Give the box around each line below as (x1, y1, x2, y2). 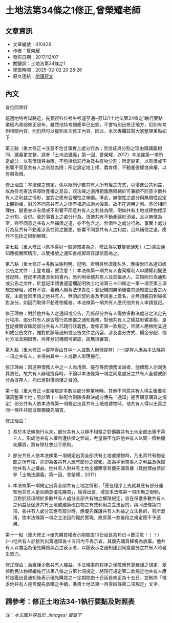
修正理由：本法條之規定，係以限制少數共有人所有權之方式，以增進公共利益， (5, 181, 167, 187)
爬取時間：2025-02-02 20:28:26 (12, 67, 82, 73)
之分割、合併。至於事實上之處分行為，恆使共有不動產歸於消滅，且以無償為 (5, 213, 162, 220)
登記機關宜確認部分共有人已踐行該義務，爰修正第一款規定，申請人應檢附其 (5, 323, 162, 329)
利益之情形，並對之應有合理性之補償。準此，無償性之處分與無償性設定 (18, 194, 167, 200)
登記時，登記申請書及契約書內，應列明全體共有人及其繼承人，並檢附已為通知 (5, 273, 167, 280)
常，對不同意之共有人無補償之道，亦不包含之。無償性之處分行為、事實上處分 (5, 220, 167, 226)
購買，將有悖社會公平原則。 (17, 441, 76, 447)
